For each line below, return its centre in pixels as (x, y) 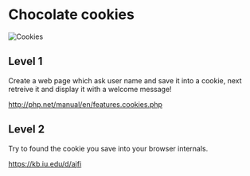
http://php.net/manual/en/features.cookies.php (86, 104)
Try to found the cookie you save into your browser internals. (108, 148)
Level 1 (25, 61)
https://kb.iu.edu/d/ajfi (45, 163)
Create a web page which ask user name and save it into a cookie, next (125, 80)
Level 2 (27, 130)
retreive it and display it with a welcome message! (90, 89)
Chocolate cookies (72, 15)
